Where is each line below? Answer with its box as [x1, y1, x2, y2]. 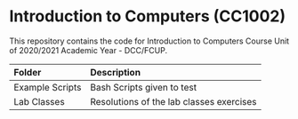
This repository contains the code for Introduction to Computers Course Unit [9, 36, 290, 46]
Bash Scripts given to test [90, 81, 197, 93]
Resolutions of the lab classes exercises [90, 95, 257, 107]
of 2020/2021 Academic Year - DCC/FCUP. [9, 44, 168, 55]
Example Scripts [13, 81, 82, 93]
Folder [13, 66, 42, 78]
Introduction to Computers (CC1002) [9, 6, 286, 27]
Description [90, 66, 141, 78]
